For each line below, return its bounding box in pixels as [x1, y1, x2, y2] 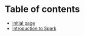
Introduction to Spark [12, 25, 57, 31]
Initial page [12, 20, 35, 26]
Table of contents [5, 3, 80, 15]
